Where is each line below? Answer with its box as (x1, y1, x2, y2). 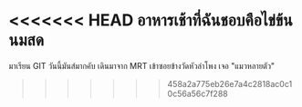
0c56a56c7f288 (167, 88, 229, 99)
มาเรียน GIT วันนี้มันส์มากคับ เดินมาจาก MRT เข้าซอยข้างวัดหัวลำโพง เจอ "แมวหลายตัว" (8, 60, 276, 71)
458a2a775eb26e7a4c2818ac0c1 (167, 78, 293, 89)
